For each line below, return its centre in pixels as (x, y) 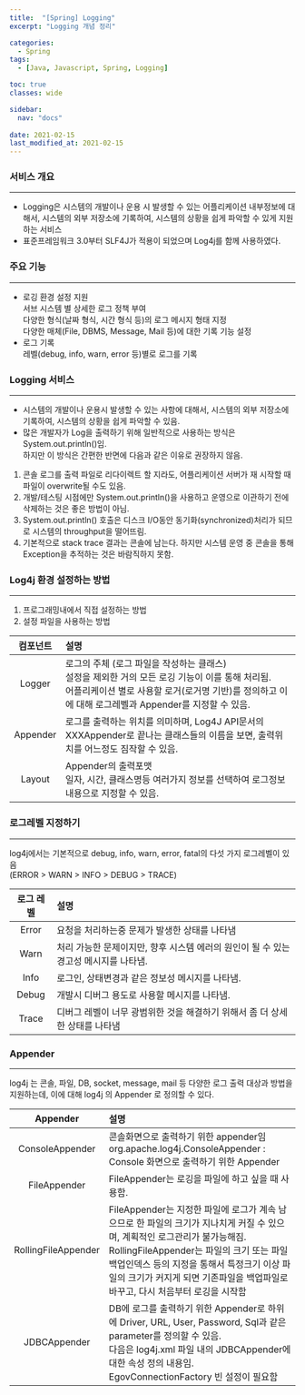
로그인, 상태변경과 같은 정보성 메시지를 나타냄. (149, 977)
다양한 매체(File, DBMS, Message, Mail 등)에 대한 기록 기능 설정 (137, 331)
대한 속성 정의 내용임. (151, 1363)
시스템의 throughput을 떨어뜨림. (89, 531)
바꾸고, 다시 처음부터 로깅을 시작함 (177, 1291)
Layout (35, 779)
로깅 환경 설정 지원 (55, 297)
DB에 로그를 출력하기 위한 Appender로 (187, 1309)
